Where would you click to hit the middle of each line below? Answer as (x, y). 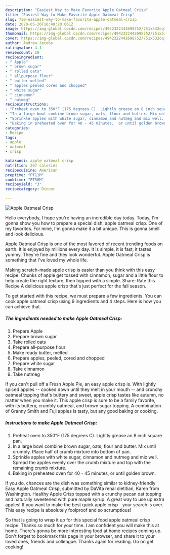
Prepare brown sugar (35, 336)
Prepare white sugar (34, 363)
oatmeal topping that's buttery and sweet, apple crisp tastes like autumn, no (84, 395)
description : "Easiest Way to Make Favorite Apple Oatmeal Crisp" (77, 10)
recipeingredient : (25, 57)
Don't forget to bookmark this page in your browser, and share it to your (80, 536)
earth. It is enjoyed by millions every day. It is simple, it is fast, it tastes (78, 249)
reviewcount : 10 (22, 52)
